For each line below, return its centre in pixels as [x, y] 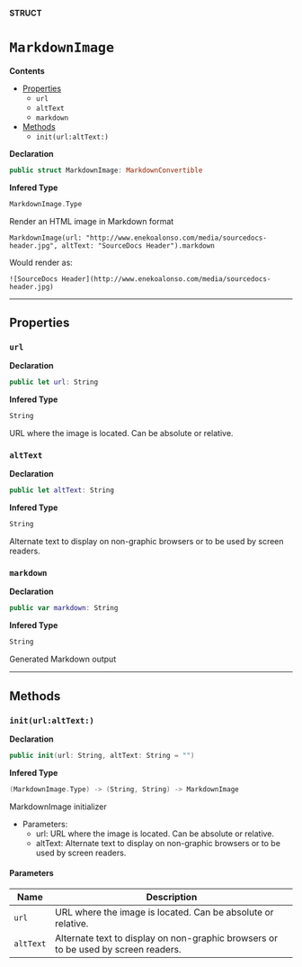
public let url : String [54, 382]
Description [172, 897]
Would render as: [41, 262]
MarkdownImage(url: [46, 238]
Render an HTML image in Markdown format [92, 221]
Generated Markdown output [63, 659]
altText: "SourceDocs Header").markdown [138, 246]
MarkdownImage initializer [58, 807]
